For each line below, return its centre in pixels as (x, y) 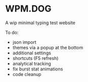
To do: (12, 32)
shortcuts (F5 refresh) (35, 58)
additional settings (32, 53)
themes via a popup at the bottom (48, 47)
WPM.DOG (28, 9)
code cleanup (27, 74)
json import (24, 42)
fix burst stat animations (38, 69)
